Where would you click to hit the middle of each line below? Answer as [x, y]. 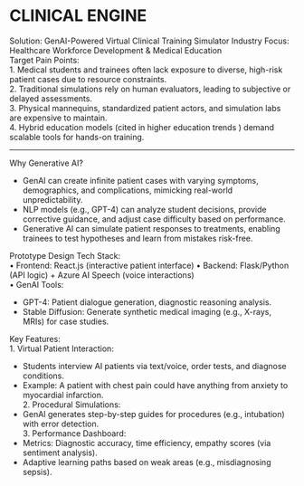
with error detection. [61, 424]
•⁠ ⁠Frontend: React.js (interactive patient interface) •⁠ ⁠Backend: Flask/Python [149, 265]
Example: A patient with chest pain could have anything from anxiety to [155, 385]
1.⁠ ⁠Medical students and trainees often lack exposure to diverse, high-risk [146, 70]
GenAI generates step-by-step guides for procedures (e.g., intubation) [153, 414]
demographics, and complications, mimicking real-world [128, 190]
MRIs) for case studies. [66, 321]
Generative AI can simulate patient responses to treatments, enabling [151, 228]
